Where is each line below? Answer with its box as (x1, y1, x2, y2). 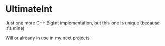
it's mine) (5, 25, 25, 31)
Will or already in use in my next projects (5, 35, 90, 41)
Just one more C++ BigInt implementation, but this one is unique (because (5, 20, 160, 26)
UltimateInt (5, 3, 53, 15)
